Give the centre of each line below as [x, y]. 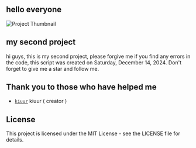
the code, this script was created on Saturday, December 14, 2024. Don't [94, 62]
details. [15, 140]
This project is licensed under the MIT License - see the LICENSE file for [93, 133]
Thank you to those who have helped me [81, 87]
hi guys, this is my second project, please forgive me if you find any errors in [98, 56]
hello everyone [34, 10]
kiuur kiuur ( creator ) [41, 101]
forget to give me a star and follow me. [53, 68]
